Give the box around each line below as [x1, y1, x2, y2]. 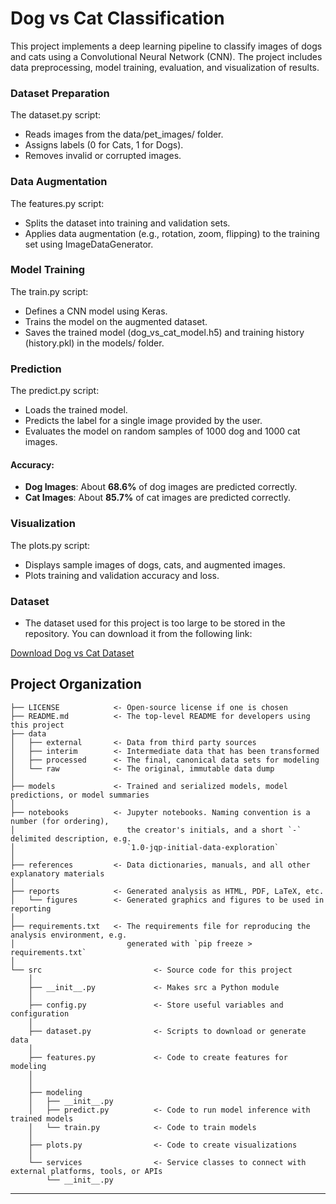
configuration [10, 1008, 70, 1019]
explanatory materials [10, 868, 105, 879]
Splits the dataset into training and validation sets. [24, 217, 231, 229]
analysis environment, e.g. [10, 930, 128, 940]
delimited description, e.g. [10, 833, 132, 844]
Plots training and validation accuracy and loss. [24, 569, 220, 581]
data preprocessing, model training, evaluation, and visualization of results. [10, 61, 320, 73]
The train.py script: [10, 285, 89, 297]
